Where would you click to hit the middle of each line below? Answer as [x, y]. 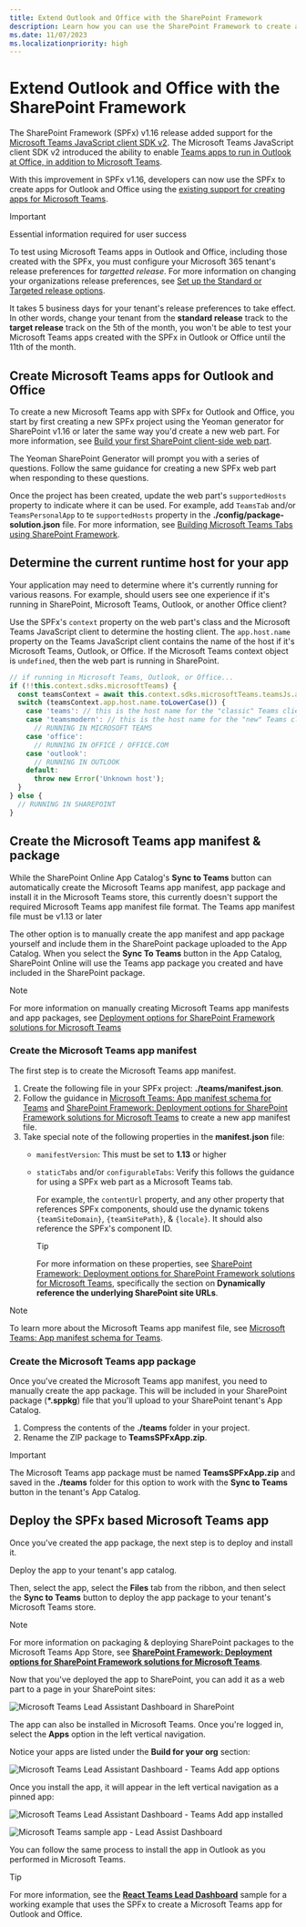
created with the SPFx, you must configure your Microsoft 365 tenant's [143, 261]
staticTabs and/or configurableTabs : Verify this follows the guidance [165, 1172]
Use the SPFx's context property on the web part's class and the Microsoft [150, 621]
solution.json [35, 524]
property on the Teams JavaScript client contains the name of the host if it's [152, 641]
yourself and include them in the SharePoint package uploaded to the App [148, 943]
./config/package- [249, 515]
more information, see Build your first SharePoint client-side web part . [141, 441]
